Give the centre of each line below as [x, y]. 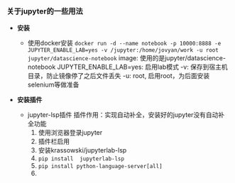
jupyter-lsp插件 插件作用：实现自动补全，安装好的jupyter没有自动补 [126, 115]
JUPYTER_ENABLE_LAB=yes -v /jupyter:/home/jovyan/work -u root [123, 50]
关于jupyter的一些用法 [45, 11]
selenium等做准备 [53, 85]
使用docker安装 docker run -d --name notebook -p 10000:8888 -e [124, 43]
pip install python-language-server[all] [100, 167]
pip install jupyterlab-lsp [81, 159]
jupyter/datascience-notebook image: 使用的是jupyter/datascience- [127, 58]
